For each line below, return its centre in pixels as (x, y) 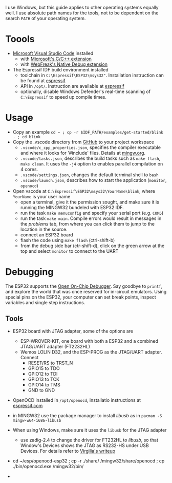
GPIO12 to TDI (43, 374)
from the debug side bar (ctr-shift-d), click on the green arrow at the (92, 246)
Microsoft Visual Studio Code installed (53, 53)
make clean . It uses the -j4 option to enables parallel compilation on (92, 163)
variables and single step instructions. (45, 302)
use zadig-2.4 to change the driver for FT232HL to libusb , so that (89, 440)
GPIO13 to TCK (44, 379)
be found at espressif (43, 80)
